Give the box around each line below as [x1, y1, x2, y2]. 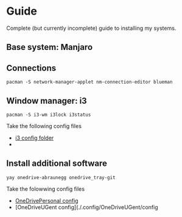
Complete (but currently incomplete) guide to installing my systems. [6, 24, 177, 32]
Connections [6, 63, 57, 73]
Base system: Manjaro [6, 42, 93, 52]
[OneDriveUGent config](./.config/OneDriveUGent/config [15, 203, 158, 211]
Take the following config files [6, 122, 82, 129]
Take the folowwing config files [6, 185, 85, 193]
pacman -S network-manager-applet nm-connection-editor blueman [6, 79, 173, 85]
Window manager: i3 [6, 96, 87, 106]
